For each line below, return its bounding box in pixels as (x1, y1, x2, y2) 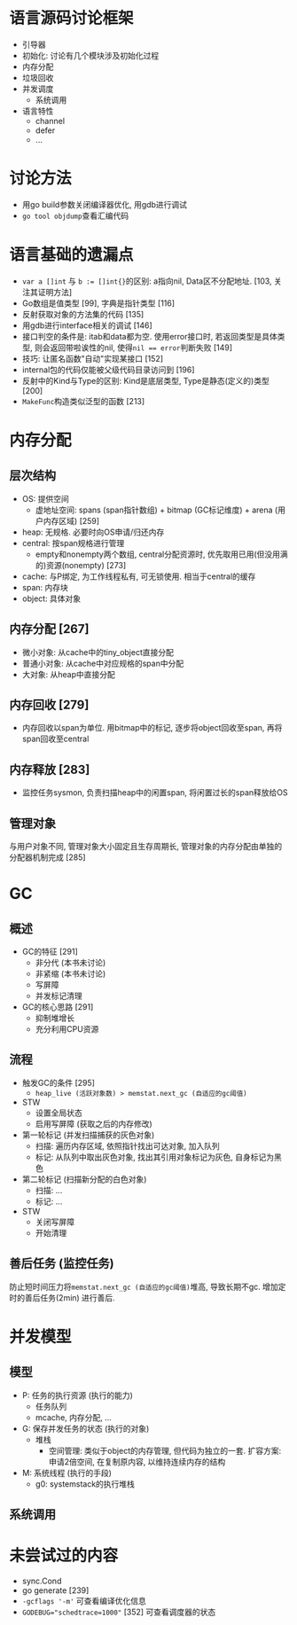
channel (35, 115, 65, 126)
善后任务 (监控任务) (9, 1256, 114, 1271)
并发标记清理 (35, 990, 82, 1002)
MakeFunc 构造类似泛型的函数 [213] (21, 395, 145, 406)
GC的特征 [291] (21, 946, 78, 957)
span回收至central (21, 733, 90, 745)
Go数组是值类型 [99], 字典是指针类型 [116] (21, 298, 176, 309)
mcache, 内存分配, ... (35, 1411, 113, 1423)
